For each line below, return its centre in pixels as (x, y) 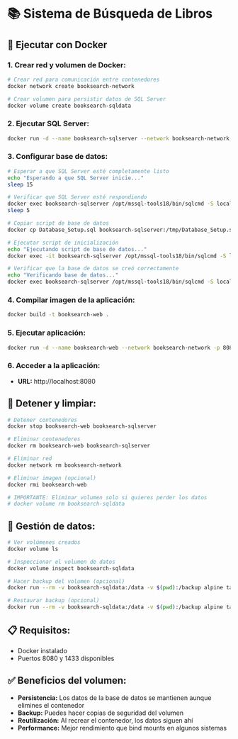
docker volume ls (33, 549)
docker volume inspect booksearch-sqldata (71, 568)
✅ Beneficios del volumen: (67, 680)
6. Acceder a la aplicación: (54, 366)
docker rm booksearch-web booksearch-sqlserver (79, 446)
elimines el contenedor (51, 705)
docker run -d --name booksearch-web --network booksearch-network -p (114, 348)
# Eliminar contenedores (44, 439)
